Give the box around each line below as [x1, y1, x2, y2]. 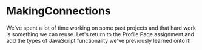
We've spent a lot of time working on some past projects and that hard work [6, 24, 196, 31]
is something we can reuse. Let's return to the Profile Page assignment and [6, 30, 194, 37]
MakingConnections [6, 4, 111, 18]
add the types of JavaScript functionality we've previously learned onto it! [6, 37, 191, 44]
